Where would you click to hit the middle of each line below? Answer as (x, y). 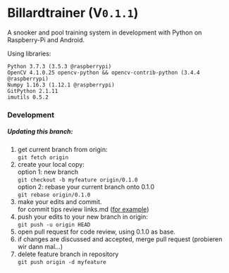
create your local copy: (51, 164)
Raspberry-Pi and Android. (46, 39)
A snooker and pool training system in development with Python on (105, 32)
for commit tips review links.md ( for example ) (83, 209)
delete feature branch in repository (68, 254)
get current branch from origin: (62, 149)
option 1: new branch (48, 172)
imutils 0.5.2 (28, 97)
